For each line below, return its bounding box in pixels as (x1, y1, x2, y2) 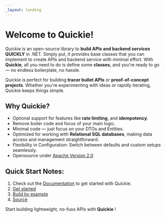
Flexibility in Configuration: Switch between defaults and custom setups (12, 142, 161, 148)
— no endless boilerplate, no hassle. (5, 67, 80, 73)
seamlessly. (12, 147, 37, 153)
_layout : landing (5, 7, 42, 13)
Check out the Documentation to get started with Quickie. (12, 180, 132, 186)
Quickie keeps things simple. (5, 87, 65, 93)
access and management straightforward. (12, 137, 99, 143)
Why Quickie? (5, 101, 50, 111)
